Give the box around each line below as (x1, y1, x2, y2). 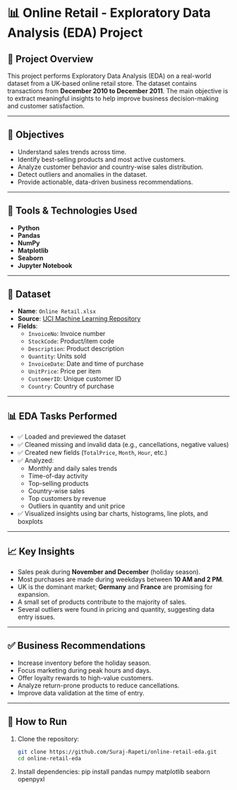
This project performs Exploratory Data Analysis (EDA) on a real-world (7, 71, 212, 80)
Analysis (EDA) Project (7, 25, 143, 41)
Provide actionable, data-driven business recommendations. (17, 178, 193, 186)
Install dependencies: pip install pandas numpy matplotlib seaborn (17, 767, 210, 776)
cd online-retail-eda (17, 755, 81, 762)
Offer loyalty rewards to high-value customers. (17, 673, 154, 682)
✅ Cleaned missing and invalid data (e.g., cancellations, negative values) (17, 441, 229, 449)
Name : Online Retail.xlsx (17, 307, 97, 315)
